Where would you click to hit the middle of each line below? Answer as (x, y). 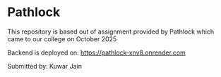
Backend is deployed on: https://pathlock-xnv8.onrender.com (96, 52)
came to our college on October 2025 (62, 38)
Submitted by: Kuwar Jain (45, 66)
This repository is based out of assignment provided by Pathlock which (111, 31)
